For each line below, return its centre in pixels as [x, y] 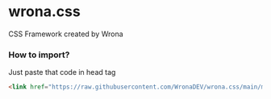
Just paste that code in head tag [62, 72]
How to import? [39, 55]
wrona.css [44, 12]
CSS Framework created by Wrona [66, 34]
